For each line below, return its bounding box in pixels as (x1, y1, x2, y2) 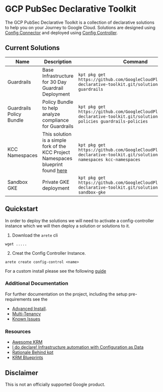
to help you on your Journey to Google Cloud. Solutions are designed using (5, 24, 156, 30)
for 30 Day (42, 79, 67, 85)
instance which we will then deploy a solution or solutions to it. (5, 223, 130, 229)
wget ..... (5, 242, 27, 246)
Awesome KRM (12, 339, 43, 345)
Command (123, 58, 148, 65)
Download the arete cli (12, 232, 58, 238)
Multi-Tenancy (12, 310, 41, 316)
